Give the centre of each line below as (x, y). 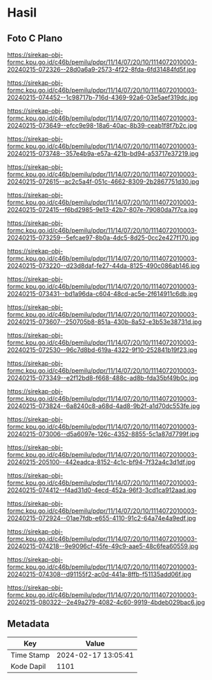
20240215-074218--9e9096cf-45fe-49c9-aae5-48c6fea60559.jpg (103, 546)
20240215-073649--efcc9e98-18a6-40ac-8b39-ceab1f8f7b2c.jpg (102, 125)
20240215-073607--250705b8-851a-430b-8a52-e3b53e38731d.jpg (105, 322)
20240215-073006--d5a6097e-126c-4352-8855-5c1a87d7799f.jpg (103, 434)
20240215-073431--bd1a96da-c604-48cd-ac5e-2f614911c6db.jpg (103, 294)
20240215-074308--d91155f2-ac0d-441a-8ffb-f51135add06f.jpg (99, 574)
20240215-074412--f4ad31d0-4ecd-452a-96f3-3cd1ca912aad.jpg (102, 490)
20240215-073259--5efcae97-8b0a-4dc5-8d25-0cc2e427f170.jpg (103, 237)
